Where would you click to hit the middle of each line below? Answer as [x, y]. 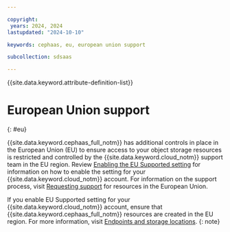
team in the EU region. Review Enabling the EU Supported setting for [104, 165]
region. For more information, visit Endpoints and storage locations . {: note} [114, 222]
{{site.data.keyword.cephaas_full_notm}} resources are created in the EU [111, 214]
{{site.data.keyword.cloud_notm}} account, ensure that [85, 207]
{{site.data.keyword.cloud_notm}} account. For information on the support [112, 179]
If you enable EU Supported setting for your [69, 200]
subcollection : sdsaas [39, 57]
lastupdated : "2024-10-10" [46, 32]
